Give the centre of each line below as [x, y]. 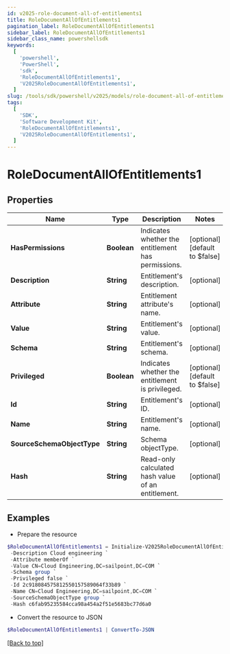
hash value [158, 477]
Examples [28, 518]
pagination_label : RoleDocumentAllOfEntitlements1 [81, 26]
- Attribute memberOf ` [42, 559]
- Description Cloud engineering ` [59, 553]
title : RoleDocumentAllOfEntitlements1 [64, 20]
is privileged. [161, 389]
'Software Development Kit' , [61, 122]
